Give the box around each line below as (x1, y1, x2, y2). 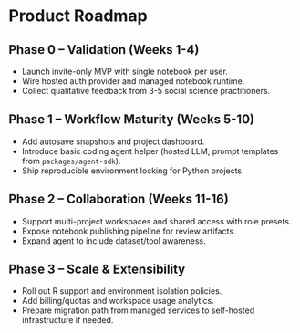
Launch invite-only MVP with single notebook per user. (21, 66, 229, 77)
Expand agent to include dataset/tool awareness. (21, 234, 206, 246)
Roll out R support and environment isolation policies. (21, 286, 222, 297)
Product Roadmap (8, 5, 148, 26)
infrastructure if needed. (21, 315, 114, 326)
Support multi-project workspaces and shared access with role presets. (21, 215, 292, 226)
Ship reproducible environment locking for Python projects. (21, 165, 244, 176)
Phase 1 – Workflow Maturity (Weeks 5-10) (8, 111, 255, 128)
